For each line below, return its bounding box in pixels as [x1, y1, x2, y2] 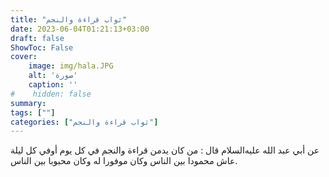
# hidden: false [10, 89, 92, 99]
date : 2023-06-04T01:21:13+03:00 [10, 24, 150, 34]
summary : [10, 98, 47, 108]
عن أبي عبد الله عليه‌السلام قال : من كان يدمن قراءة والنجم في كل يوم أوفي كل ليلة [10, 144, 320, 156]
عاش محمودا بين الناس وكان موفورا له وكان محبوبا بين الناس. [10, 155, 238, 167]
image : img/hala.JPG [28, 61, 114, 71]
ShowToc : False [10, 42, 74, 53]
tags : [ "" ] [10, 107, 56, 118]
